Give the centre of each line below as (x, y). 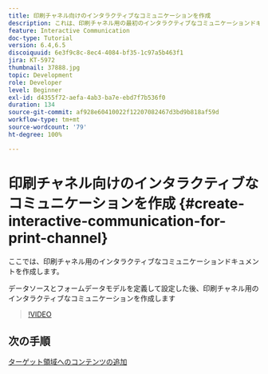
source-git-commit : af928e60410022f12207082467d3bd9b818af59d (114, 113)
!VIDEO (39, 314)
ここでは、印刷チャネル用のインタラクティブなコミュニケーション (116, 261)
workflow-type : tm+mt (44, 120)
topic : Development (41, 75)
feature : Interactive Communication (69, 30)
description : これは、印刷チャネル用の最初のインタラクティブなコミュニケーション (129, 23)
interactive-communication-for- (117, 221)
